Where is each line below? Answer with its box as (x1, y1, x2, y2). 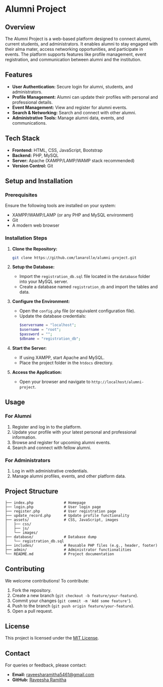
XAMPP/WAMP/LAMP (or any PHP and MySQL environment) (12, 212, 134, 218)
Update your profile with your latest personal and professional (12, 429, 137, 435)
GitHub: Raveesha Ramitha (12, 677, 67, 683)
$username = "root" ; (19, 327, 61, 332)
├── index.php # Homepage (5, 500, 86, 505)
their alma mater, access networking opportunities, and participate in (5, 46, 144, 52)
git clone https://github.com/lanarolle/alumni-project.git (12, 255, 137, 260)
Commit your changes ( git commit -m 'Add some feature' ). (12, 598, 132, 603)
